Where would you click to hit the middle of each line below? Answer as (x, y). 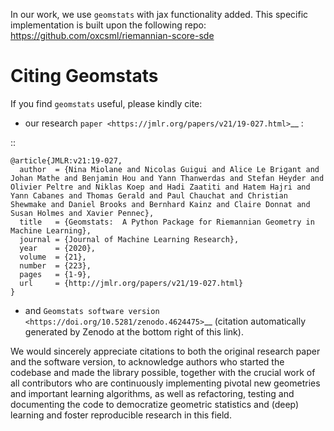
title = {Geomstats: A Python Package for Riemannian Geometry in (167, 222)
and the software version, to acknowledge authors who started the (147, 361)
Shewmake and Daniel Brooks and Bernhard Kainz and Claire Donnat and (160, 204)
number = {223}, (55, 265)
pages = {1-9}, (55, 274)
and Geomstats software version (92, 310)
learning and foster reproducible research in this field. (121, 415)
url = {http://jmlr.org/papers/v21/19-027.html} (131, 283)
